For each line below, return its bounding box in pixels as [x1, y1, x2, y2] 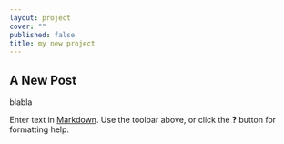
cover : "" [9, 22, 47, 31]
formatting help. [9, 124, 70, 135]
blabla [9, 97, 33, 108]
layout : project [9, 13, 71, 23]
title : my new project [9, 38, 96, 48]
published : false [9, 30, 76, 39]
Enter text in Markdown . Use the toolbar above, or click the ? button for [9, 115, 276, 126]
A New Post [9, 72, 77, 87]
